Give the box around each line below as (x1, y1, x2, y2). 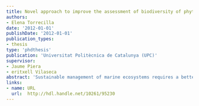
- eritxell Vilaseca (6, 69, 57, 75)
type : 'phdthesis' (6, 47, 52, 53)
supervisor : (6, 58, 36, 64)
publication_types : (6, 36, 54, 42)
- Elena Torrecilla (6, 19, 54, 25)
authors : (6, 14, 28, 20)
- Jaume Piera (6, 63, 41, 69)
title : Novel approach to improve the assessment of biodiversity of (6, 8, 182, 15)
